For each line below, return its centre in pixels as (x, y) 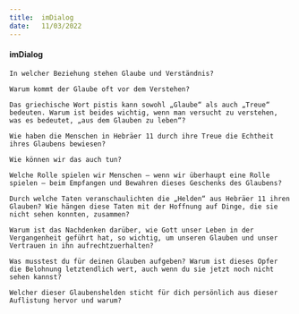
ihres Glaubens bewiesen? (57, 144)
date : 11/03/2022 (46, 26)
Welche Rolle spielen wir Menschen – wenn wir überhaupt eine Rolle (140, 175)
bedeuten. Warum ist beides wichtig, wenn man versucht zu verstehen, (144, 113)
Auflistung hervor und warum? (66, 301)
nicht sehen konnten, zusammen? (69, 214)
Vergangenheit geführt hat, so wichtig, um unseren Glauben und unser (144, 238)
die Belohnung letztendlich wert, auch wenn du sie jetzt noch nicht (142, 269)
